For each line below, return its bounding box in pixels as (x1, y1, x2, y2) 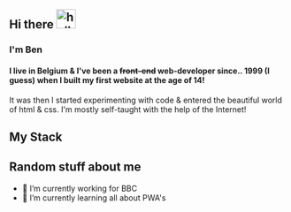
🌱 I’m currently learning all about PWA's (21, 192, 166, 203)
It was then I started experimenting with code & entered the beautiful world (9, 95, 283, 105)
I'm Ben (9, 43, 42, 56)
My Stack (9, 129, 63, 144)
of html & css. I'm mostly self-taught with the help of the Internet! (9, 103, 247, 115)
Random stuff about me (9, 160, 142, 175)
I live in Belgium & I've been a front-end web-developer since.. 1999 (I (9, 65, 270, 76)
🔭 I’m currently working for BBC (21, 183, 138, 193)
